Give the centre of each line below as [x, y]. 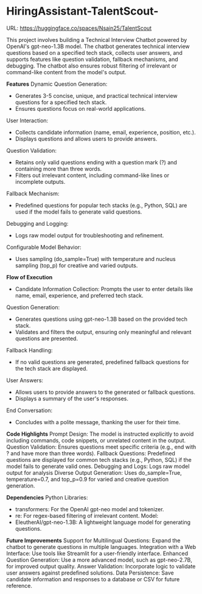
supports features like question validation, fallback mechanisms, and [92, 59]
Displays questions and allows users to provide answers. [86, 139]
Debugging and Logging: [37, 223]
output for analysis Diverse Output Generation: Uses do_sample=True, [94, 472]
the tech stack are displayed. [51, 368]
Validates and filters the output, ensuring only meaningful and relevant [103, 332]
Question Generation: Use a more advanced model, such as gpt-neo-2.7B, [99, 560]
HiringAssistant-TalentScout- [82, 11]
